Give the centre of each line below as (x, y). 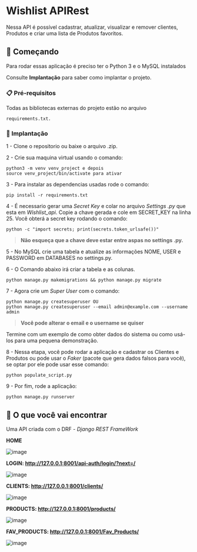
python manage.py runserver (41, 397)
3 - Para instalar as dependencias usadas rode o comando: (78, 185)
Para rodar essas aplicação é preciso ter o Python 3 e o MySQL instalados (96, 66)
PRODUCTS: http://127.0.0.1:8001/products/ (61, 509)
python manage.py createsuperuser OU (52, 302)
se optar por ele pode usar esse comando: (58, 364)
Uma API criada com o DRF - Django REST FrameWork (72, 429)
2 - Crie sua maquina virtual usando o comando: (65, 158)
